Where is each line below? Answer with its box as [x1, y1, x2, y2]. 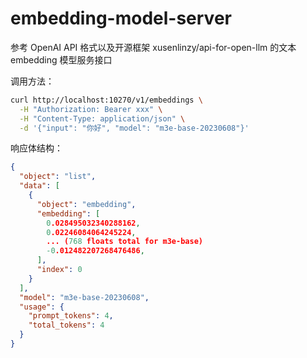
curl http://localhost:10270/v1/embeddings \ [10, 95, 203, 105]
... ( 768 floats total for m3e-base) [46, 237, 203, 247]
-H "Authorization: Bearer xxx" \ [19, 104, 163, 114]
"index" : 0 [36, 265, 83, 275]
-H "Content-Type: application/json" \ [19, 113, 186, 124]
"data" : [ [19, 181, 60, 191]
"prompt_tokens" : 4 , [28, 311, 114, 321]
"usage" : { [19, 302, 65, 312]
